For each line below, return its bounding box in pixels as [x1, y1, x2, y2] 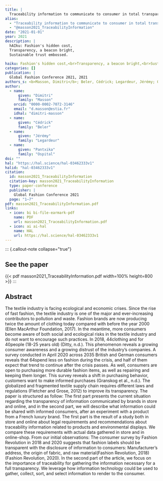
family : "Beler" [17, 124, 51, 129]
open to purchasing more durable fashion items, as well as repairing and [5, 367, 149, 373]
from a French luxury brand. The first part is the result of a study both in [5, 414, 149, 419]
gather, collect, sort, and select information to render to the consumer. [5, 471, 146, 476]
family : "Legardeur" [17, 138, 60, 143]
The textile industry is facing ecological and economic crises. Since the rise [5, 306, 156, 311]
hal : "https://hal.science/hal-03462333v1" [5, 161, 95, 166]
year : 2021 [5, 34, 27, 39]
